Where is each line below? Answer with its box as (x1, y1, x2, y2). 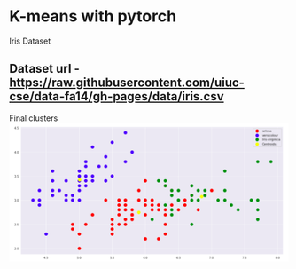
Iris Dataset (9, 36, 51, 46)
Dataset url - (9, 61, 80, 76)
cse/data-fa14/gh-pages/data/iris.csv (9, 89, 224, 104)
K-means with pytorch (9, 6, 177, 27)
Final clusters (9, 113, 58, 123)
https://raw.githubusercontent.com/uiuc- (9, 75, 245, 91)
